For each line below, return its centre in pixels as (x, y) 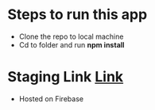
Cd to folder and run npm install (72, 44)
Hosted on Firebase (51, 99)
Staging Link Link (66, 77)
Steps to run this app (77, 15)
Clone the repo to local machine (71, 36)
